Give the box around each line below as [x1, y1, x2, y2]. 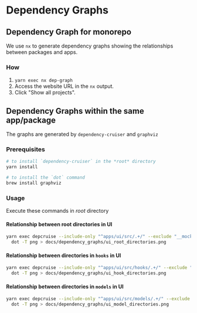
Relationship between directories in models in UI [6, 283, 124, 290]
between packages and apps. [6, 49, 78, 56]
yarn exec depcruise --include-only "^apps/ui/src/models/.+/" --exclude [6, 296, 191, 302]
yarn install [6, 164, 38, 170]
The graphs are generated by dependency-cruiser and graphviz [6, 131, 158, 138]
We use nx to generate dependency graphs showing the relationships [6, 42, 174, 49]
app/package [6, 115, 56, 125]
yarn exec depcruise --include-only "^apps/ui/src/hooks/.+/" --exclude [6, 265, 188, 271]
